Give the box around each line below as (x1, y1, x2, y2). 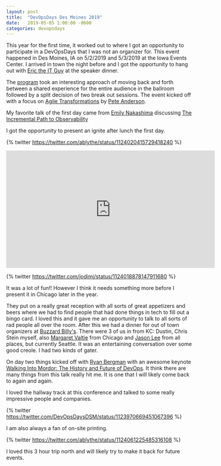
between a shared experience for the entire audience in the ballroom (6, 85, 175, 92)
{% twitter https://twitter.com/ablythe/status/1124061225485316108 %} (6, 436, 181, 443)
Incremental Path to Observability (6, 116, 88, 123)
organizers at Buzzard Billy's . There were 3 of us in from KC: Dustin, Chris (6, 328, 188, 335)
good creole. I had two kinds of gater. (6, 347, 98, 354)
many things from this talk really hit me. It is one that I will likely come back (6, 371, 189, 378)
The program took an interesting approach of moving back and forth (6, 79, 174, 86)
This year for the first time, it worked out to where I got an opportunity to (6, 42, 185, 49)
